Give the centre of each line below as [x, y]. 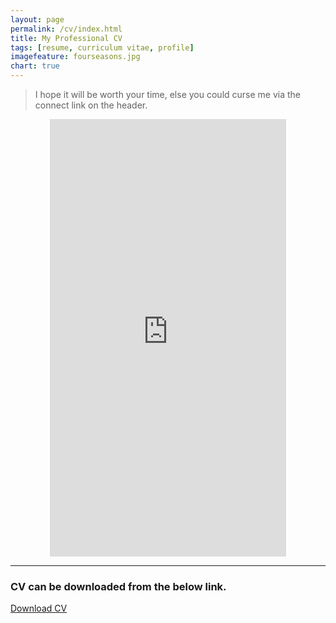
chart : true [35, 66]
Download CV [39, 608]
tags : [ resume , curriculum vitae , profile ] [102, 47]
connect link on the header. [91, 105]
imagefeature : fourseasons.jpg [75, 57]
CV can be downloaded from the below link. [118, 586]
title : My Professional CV [66, 38]
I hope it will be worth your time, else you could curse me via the [168, 94]
